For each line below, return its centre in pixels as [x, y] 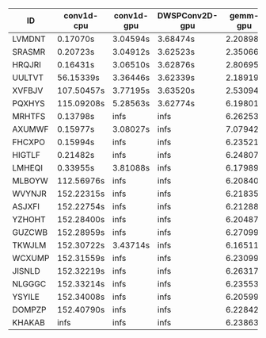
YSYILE [26, 297]
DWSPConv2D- [188, 15]
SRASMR [29, 52]
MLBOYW [30, 181]
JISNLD [27, 271]
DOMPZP [29, 310]
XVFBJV [28, 90]
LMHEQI [28, 168]
